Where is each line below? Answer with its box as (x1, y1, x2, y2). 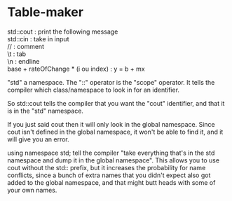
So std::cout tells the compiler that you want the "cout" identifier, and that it (7, 99, 225, 107)
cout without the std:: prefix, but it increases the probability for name (7, 163, 206, 172)
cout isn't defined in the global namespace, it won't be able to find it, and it (7, 127, 224, 136)
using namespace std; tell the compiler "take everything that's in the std (7, 148, 215, 157)
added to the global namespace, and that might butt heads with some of (7, 178, 216, 186)
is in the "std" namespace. (7, 106, 84, 115)
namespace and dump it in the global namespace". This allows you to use (7, 155, 219, 165)
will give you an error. (7, 134, 70, 144)
